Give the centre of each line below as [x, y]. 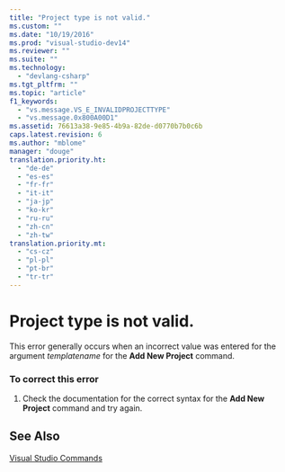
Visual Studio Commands [56, 458]
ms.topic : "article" [48, 93]
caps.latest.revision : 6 [56, 135]
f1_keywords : [34, 101]
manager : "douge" [42, 151]
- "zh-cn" [36, 227]
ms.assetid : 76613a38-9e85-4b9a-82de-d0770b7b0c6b [106, 127]
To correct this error [54, 378]
